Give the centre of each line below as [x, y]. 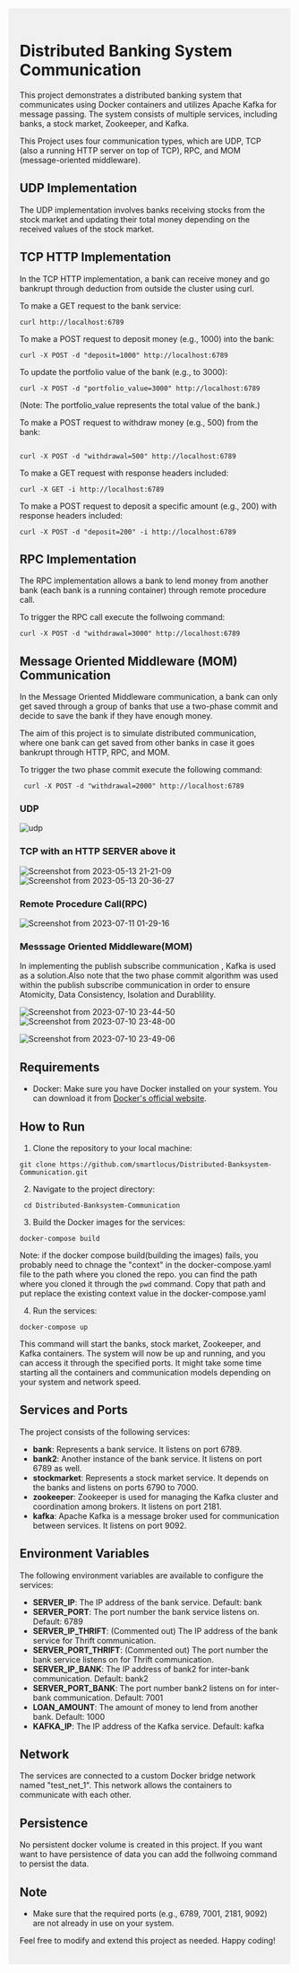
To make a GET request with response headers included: [124, 473]
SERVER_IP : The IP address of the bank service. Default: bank [148, 1602]
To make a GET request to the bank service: [101, 306]
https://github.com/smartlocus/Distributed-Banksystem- [166, 1165]
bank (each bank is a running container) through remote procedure [143, 590]
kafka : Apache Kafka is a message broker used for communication [156, 1515]
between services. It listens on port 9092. [110, 1525]
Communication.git [54, 1173]
